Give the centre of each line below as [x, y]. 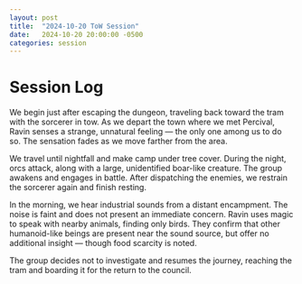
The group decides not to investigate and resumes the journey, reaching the [151, 261]
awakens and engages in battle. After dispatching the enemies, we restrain [148, 178]
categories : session [48, 43]
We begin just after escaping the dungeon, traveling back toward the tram [147, 113]
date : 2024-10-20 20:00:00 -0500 [76, 34]
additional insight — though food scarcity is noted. [103, 243]
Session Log [57, 87]
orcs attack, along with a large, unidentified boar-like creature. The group [146, 169]
